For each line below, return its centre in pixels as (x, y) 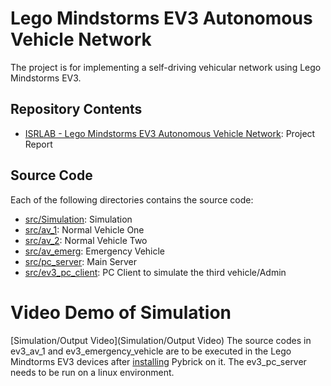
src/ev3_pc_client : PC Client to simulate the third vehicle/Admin (155, 272)
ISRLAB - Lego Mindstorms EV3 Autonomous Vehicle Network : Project (170, 133)
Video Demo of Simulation (121, 312)
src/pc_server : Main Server (81, 261)
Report (38, 144)
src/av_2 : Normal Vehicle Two (86, 240)
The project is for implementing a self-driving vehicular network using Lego (166, 67)
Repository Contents (76, 109)
